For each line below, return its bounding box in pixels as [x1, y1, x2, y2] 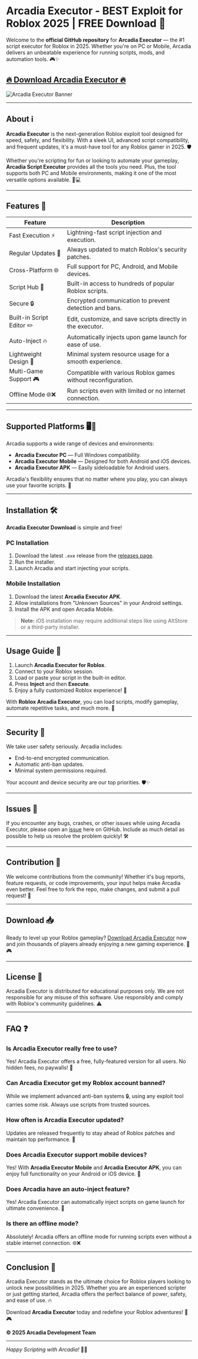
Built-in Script [9, 314, 48, 322]
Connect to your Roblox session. [14, 668, 94, 675]
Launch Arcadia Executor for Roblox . [14, 662, 106, 669]
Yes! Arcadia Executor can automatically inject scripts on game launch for [6, 1199, 185, 1206]
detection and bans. [67, 304, 123, 312]
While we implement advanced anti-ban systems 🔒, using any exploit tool [6, 1093, 184, 1100]
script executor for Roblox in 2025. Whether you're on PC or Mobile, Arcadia [6, 43, 192, 50]
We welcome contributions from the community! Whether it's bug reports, [6, 873, 186, 880]
